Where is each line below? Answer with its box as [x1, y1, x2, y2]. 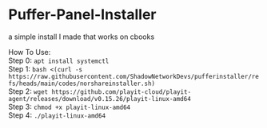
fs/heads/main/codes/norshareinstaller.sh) [8, 80, 156, 87]
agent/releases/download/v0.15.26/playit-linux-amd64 [8, 95, 192, 103]
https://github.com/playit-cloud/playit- [51, 87, 192, 96]
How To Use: [8, 47, 51, 56]
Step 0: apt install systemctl [8, 56, 110, 65]
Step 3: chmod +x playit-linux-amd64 [8, 102, 131, 111]
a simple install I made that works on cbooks [8, 32, 155, 41]
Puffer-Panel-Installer [8, 6, 157, 24]
